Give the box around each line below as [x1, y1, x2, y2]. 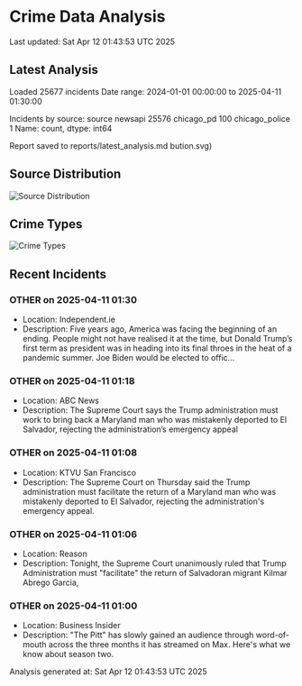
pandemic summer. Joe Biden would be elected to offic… [22, 352, 235, 363]
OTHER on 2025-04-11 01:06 [9, 527, 138, 540]
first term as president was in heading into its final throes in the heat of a [22, 343, 292, 353]
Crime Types [9, 216, 83, 232]
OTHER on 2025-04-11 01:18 [9, 374, 135, 387]
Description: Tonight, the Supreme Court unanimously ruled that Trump [22, 557, 287, 569]
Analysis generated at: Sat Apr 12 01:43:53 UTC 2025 [9, 666, 207, 677]
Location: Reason [22, 548, 87, 559]
